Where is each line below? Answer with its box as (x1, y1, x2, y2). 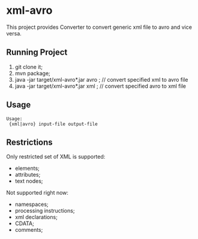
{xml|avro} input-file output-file (8, 121, 98, 127)
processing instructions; (14, 207, 75, 214)
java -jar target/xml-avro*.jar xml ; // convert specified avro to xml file (14, 82, 186, 89)
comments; (14, 226, 43, 234)
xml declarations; (14, 214, 58, 221)
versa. (6, 29, 22, 37)
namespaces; (14, 201, 49, 208)
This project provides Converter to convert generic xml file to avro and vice (6, 23, 192, 31)
